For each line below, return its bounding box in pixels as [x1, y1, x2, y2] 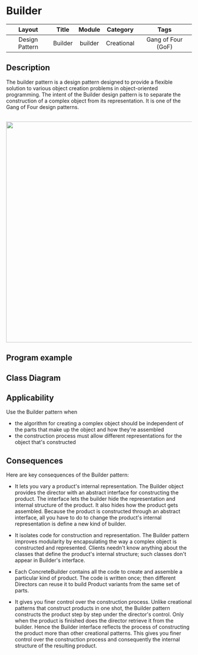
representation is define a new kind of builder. [14, 520, 127, 528]
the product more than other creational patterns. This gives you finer [14, 630, 181, 637]
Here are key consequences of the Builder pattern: [6, 471, 129, 478]
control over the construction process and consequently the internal [14, 636, 180, 643]
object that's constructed [14, 439, 77, 446]
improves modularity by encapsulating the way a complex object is [14, 538, 177, 545]
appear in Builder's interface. [14, 557, 85, 564]
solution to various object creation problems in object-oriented [6, 84, 158, 92]
